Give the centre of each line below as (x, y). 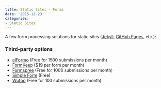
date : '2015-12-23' (25, 14)
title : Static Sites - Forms (34, 9)
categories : (17, 18)
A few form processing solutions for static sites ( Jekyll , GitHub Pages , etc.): (80, 37)
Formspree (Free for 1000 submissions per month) (62, 70)
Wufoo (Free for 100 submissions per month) (57, 80)
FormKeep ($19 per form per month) (48, 65)
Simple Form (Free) (31, 75)
